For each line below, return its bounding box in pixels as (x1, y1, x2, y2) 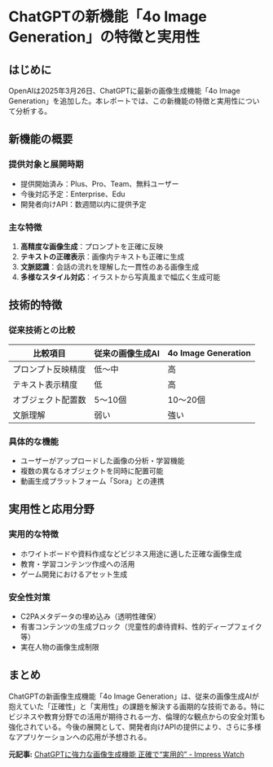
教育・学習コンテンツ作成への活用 (20, 559, 135, 568)
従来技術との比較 (8, 325, 76, 336)
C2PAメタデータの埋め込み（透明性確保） (20, 611, 161, 621)
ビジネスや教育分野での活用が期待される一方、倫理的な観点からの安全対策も (8, 712, 266, 721)
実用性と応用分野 (8, 502, 95, 516)
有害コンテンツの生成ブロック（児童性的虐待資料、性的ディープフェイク (20, 621, 262, 631)
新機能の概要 (8, 132, 73, 147)
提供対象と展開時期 (8, 159, 84, 170)
